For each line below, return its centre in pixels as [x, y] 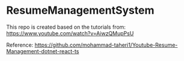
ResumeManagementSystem [80, 10]
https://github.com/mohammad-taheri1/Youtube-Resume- [106, 45]
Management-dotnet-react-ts [43, 51]
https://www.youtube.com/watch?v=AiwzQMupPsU [70, 33]
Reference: [20, 45]
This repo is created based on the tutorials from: [66, 27]
